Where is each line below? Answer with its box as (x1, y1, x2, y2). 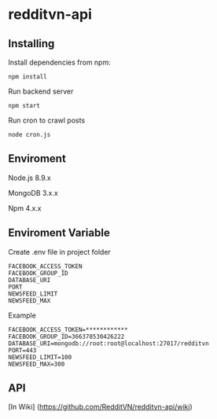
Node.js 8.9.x (8, 173, 51, 182)
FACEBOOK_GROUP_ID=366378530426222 (8, 333, 125, 340)
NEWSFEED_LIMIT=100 (8, 353, 72, 361)
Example (8, 311, 37, 320)
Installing (8, 37, 55, 50)
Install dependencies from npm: (8, 57, 112, 67)
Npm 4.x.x (8, 203, 42, 213)
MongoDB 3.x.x (8, 188, 59, 197)
